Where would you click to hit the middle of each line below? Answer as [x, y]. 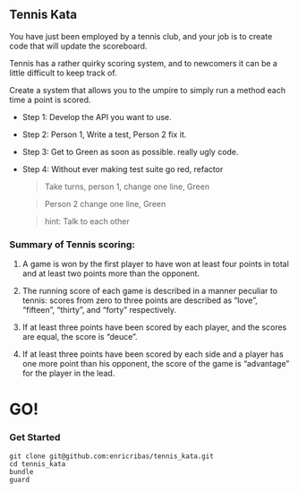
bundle [21, 471]
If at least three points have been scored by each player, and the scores [154, 327]
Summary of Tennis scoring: [72, 244]
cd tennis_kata [38, 464]
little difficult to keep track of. [64, 73]
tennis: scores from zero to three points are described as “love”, [140, 300]
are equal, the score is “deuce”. [80, 337]
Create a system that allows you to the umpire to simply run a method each [148, 90]
